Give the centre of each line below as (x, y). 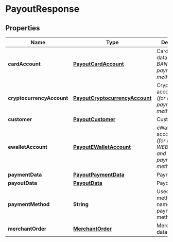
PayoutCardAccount (99, 64)
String (81, 204)
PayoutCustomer (94, 119)
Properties (23, 28)
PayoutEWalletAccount (102, 147)
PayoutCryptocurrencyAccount (112, 98)
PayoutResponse (42, 9)
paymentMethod (29, 204)
